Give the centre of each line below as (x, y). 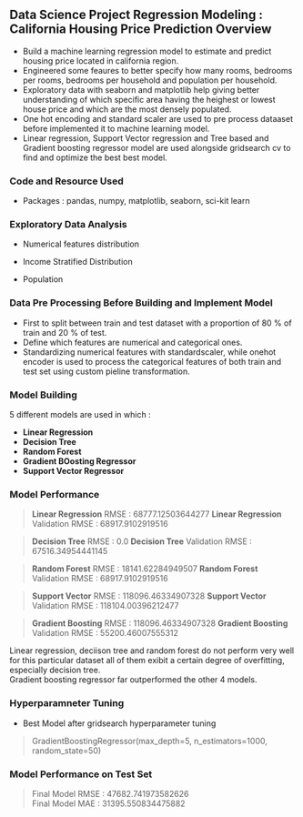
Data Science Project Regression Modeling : (136, 15)
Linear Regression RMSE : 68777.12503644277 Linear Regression (157, 514)
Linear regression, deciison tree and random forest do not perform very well (151, 651)
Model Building (43, 395)
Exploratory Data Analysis (68, 225)
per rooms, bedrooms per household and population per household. (150, 80)
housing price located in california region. (101, 61)
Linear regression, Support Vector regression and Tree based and (146, 138)
